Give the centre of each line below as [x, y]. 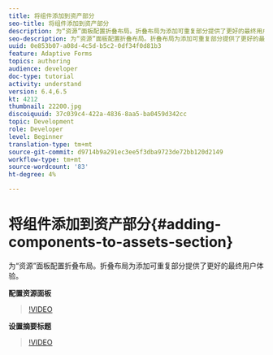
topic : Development [41, 122]
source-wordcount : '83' [49, 167]
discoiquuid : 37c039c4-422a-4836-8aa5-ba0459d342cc [97, 115]
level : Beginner [36, 136]
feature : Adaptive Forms [50, 54]
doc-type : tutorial [41, 76]
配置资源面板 [30, 292]
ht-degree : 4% [32, 175]
